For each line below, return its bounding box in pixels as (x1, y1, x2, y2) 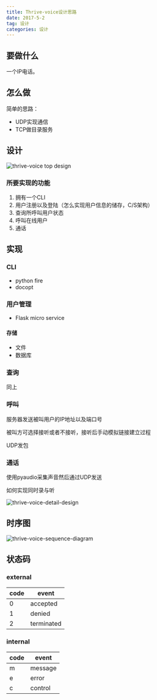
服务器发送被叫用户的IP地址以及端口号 (6, 415, 103, 422)
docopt (15, 283, 34, 290)
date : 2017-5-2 (6, 15, 45, 21)
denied (30, 609, 51, 618)
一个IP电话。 (6, 68, 38, 76)
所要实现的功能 (6, 179, 51, 187)
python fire (15, 277, 43, 284)
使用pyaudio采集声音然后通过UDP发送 (6, 473, 103, 481)
